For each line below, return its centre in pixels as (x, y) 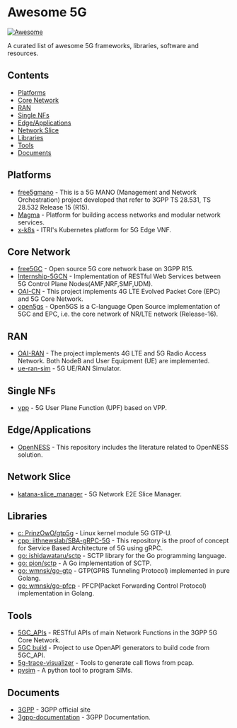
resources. (23, 53)
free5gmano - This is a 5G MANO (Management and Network (107, 192)
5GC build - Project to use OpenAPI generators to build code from (114, 648)
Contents (28, 75)
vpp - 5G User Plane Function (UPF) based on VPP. (92, 408)
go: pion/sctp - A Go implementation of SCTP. (85, 563)
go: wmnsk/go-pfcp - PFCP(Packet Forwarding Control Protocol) (112, 586)
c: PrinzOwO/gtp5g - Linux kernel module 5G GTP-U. (94, 533)
